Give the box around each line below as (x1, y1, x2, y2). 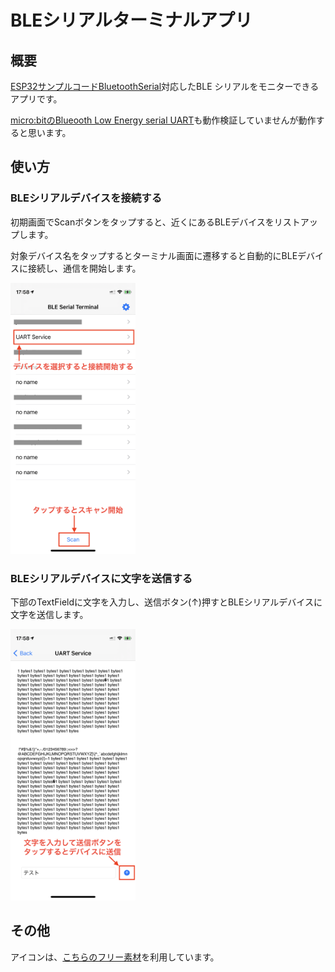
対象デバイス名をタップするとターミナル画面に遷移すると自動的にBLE (10, 249, 298, 261)
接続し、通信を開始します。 (27, 262, 142, 274)
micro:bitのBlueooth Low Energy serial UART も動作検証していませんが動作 (10, 114, 317, 126)
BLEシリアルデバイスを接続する (10, 191, 163, 205)
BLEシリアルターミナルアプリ (10, 9, 253, 32)
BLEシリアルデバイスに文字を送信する (10, 571, 193, 585)
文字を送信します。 (10, 608, 89, 620)
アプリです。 (10, 93, 63, 105)
